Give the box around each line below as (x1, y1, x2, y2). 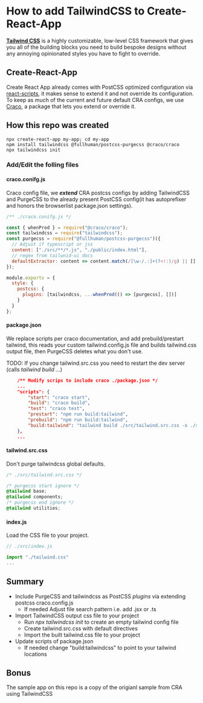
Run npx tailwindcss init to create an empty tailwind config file (24, 618, 179, 626)
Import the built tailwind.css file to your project (24, 631, 141, 638)
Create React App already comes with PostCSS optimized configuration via (6, 83, 193, 91)
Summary (6, 577, 44, 587)
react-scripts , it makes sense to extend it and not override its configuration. (6, 89, 195, 97)
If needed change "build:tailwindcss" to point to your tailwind (24, 644, 176, 651)
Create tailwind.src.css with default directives (24, 624, 138, 632)
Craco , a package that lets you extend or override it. (6, 103, 136, 110)
